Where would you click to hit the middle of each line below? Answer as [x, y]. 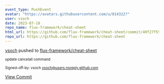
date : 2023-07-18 [23, 23]
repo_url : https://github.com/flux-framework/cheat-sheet [65, 37]
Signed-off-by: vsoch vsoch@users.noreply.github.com [52, 68]
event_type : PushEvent [28, 9]
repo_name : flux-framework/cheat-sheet [46, 28]
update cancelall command [28, 59]
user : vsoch [17, 18]
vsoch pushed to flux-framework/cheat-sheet [51, 50]
